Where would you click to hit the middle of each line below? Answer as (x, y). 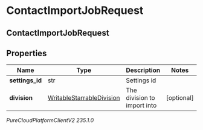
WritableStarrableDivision (84, 98)
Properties (27, 53)
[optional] (180, 98)
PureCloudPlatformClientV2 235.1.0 (50, 120)
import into (141, 105)
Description (143, 70)
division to (140, 98)
